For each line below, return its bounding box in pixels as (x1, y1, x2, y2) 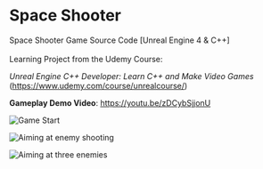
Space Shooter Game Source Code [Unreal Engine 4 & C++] (9, 35, 230, 45)
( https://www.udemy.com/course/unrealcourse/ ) (9, 80, 188, 91)
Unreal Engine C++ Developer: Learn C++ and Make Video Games (9, 70, 254, 81)
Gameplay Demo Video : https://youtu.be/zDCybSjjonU (9, 97, 211, 108)
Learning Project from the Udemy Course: (9, 53, 163, 64)
